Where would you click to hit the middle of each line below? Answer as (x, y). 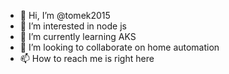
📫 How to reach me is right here (87, 58)
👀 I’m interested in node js (73, 26)
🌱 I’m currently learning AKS (78, 36)
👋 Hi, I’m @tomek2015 (65, 15)
